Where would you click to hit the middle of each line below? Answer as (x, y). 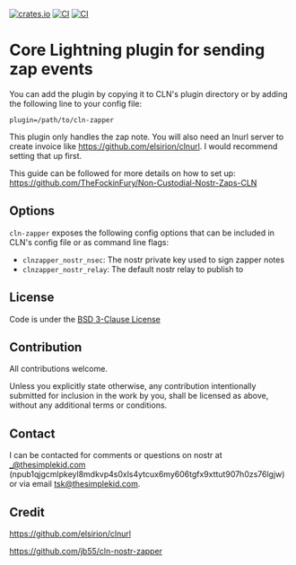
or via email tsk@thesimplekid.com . (75, 484)
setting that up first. (46, 155)
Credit (27, 512)
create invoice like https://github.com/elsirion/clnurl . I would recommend (144, 146)
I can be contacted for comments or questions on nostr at (116, 455)
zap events (51, 70)
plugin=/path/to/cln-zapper (62, 120)
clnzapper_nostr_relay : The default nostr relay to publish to (133, 269)
